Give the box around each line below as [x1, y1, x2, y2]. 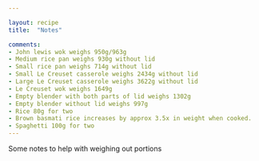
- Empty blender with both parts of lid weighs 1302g [8, 92, 192, 100]
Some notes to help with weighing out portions [8, 144, 162, 153]
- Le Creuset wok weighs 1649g [8, 84, 113, 92]
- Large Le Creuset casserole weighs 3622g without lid [8, 77, 198, 85]
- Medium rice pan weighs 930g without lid [8, 55, 156, 64]
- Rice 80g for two [8, 107, 74, 116]
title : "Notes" [8, 26, 62, 34]
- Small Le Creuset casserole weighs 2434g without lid [8, 70, 198, 78]
